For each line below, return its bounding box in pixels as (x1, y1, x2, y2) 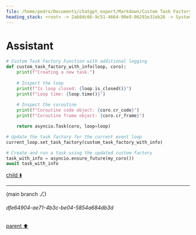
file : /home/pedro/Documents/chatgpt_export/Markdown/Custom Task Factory (6, 8, 192, 15)
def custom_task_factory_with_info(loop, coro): (6, 64, 127, 70)
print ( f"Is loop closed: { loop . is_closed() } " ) (16, 85, 132, 91)
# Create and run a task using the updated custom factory (6, 150, 153, 155)
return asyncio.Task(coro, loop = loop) (16, 123, 111, 129)
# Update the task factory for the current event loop (6, 134, 142, 140)
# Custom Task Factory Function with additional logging (6, 58, 148, 64)
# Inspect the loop (16, 80, 64, 86)
